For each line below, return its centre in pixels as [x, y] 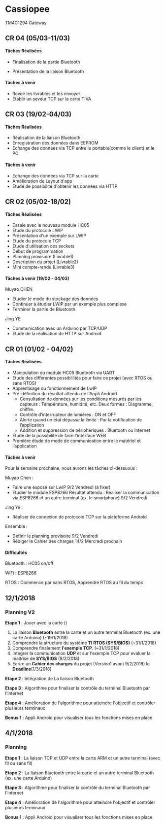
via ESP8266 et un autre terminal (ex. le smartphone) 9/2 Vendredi [80, 498]
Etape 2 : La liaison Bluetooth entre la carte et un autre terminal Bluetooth [80, 773]
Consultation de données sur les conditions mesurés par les [81, 399]
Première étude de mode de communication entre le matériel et [77, 441]
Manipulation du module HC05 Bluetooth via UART [64, 373]
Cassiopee [28, 9]
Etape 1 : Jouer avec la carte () [36, 623]
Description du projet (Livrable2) [45, 262]
